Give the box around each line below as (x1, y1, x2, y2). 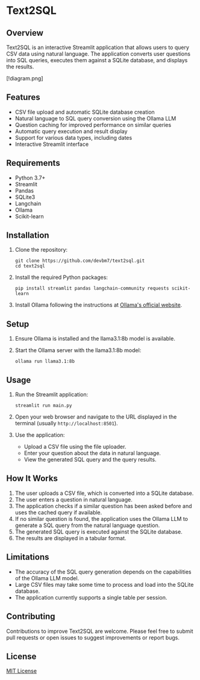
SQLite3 (14, 193, 36, 200)
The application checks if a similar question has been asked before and (14, 502, 192, 509)
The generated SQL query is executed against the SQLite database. (14, 528, 183, 535)
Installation (6, 230, 49, 241)
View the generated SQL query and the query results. (23, 456, 157, 463)
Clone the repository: (14, 246, 68, 253)
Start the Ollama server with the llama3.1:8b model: (14, 347, 142, 354)
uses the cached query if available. (14, 509, 102, 516)
